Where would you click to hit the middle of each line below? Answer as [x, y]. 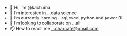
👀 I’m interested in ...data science [43, 13]
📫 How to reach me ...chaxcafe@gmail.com [54, 28]
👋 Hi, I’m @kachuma [30, 8]
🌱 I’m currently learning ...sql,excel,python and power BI [66, 18]
